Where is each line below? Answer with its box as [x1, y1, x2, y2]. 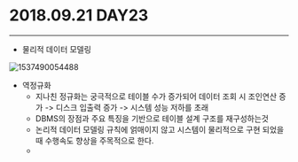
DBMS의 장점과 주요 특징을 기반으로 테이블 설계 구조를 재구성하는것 [35, 112, 269, 124]
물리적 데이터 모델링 [21, 43, 91, 54]
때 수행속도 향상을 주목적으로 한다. [35, 135, 154, 146]
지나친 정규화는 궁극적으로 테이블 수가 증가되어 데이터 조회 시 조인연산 [35, 90, 278, 102]
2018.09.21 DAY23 [9, 5, 149, 26]
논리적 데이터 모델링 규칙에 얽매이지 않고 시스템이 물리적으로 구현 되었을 [35, 124, 285, 135]
